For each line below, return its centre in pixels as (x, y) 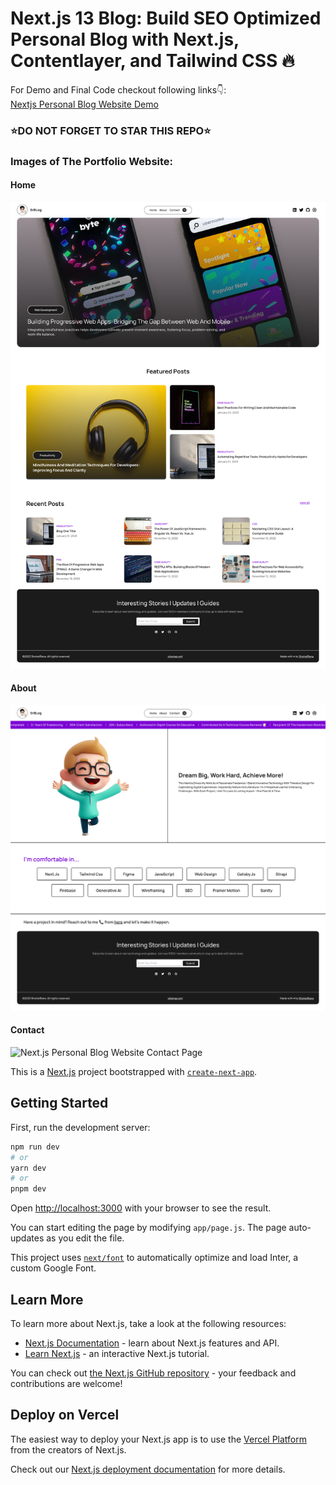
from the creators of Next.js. (68, 1449)
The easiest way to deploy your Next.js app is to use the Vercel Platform (159, 1439)
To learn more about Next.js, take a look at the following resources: (148, 1323)
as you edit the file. (85, 1238)
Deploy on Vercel (65, 1415)
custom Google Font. (53, 1268)
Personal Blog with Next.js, (125, 39)
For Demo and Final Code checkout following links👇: (118, 89)
